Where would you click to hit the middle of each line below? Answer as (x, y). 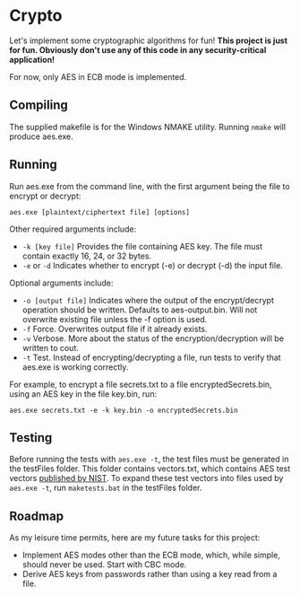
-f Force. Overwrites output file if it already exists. (115, 329)
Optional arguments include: (61, 283)
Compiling (39, 105)
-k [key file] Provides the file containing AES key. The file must (142, 246)
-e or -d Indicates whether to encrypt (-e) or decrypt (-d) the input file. (153, 265)
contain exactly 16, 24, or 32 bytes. (87, 256)
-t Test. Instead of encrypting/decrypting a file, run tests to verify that (151, 357)
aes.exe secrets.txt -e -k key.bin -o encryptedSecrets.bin (124, 410)
